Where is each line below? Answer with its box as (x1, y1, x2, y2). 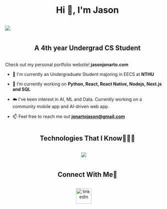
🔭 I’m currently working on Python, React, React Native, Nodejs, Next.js (12, 80, 162, 87)
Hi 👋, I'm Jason (56, 4, 119, 16)
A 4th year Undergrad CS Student (34, 44, 141, 52)
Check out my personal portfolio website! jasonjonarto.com (5, 61, 129, 67)
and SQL (12, 86, 31, 92)
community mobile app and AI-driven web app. (12, 103, 110, 109)
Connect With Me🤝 (57, 170, 118, 178)
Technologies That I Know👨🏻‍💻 (39, 134, 136, 142)
